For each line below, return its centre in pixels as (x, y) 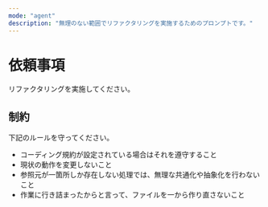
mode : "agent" (32, 16)
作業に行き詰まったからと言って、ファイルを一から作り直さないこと (132, 195)
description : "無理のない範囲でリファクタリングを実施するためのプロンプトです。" (131, 23)
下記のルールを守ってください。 (61, 138)
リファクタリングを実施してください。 (72, 89)
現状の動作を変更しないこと (66, 164)
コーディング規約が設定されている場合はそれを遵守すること (118, 155)
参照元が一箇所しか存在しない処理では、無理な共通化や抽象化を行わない (140, 175)
